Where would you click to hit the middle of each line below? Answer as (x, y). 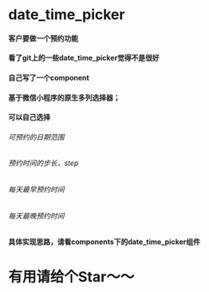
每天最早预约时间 (36, 189)
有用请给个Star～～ (71, 277)
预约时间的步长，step (43, 163)
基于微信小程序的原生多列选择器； (64, 97)
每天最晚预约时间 (36, 215)
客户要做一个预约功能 (43, 38)
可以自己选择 (29, 117)
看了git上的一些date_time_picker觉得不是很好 (84, 58)
